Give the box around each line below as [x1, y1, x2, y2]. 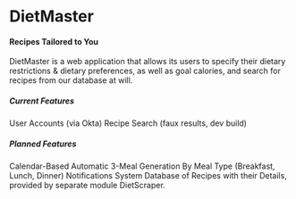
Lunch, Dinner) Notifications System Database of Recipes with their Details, [9, 170, 288, 181]
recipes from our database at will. [9, 75, 133, 86]
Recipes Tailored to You [9, 36, 99, 46]
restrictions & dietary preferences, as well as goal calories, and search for [9, 65, 282, 77]
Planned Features [9, 138, 77, 149]
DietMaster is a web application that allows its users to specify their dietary [9, 56, 286, 67]
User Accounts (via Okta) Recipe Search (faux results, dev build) [9, 118, 248, 129]
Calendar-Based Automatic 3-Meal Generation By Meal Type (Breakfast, [9, 161, 275, 171]
